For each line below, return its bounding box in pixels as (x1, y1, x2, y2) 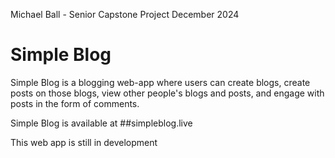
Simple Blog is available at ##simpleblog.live (10, 117, 193, 129)
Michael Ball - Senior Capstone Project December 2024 (10, 9, 240, 20)
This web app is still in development (10, 136, 158, 148)
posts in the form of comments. (10, 97, 140, 109)
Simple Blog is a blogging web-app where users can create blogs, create (10, 76, 311, 88)
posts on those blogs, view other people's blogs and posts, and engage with (10, 87, 325, 99)
